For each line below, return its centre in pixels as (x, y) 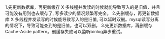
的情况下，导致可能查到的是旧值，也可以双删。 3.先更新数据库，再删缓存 (79, 25)
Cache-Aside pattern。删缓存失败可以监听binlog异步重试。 (65, 31)
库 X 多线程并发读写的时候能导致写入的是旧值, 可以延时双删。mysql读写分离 (82, 19)
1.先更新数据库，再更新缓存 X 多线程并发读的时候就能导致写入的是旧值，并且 (83, 7)
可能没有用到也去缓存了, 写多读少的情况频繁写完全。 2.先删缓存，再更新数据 (82, 13)
